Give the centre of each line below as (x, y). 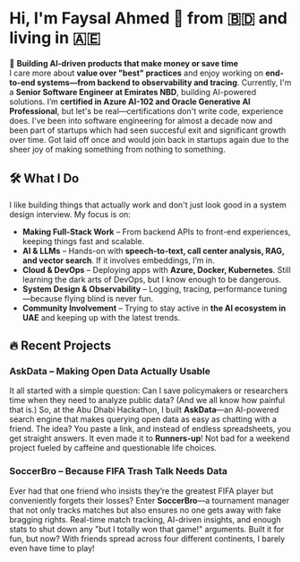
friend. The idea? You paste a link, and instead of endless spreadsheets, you (150, 429)
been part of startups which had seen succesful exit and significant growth (148, 130)
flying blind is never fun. (109, 298)
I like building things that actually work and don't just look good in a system (148, 205)
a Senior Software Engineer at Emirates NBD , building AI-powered (133, 92)
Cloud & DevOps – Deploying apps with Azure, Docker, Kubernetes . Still (156, 269)
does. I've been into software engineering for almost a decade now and (141, 120)
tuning (275, 289)
